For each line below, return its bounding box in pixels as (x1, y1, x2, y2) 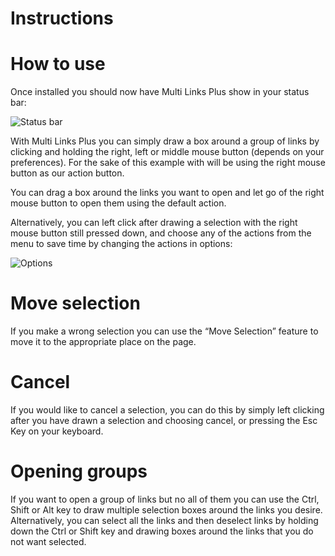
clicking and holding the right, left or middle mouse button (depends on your (10, 146, 325, 158)
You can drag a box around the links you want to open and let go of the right (10, 187, 325, 199)
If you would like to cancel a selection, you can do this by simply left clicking (10, 404, 325, 416)
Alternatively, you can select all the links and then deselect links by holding (10, 514, 319, 526)
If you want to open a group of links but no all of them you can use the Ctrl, (10, 493, 320, 505)
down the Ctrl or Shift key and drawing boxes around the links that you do (10, 525, 314, 537)
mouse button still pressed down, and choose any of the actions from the (10, 227, 312, 239)
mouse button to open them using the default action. (10, 197, 227, 209)
